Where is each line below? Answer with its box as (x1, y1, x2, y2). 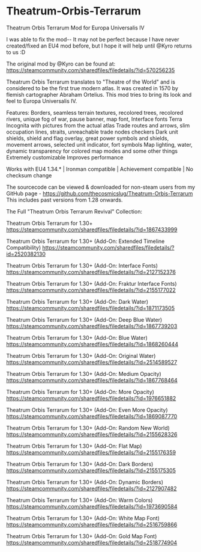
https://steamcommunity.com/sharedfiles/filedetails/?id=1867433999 (6, 225, 178, 233)
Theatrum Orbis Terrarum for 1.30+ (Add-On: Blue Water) (6, 334, 148, 341)
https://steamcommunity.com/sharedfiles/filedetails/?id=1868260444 (6, 340, 179, 348)
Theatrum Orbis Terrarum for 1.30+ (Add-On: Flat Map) (6, 442, 142, 449)
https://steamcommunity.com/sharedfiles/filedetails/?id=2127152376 (6, 268, 176, 275)
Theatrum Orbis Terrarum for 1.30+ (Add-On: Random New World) (6, 424, 170, 431)
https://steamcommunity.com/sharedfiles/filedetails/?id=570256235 (6, 66, 175, 73)
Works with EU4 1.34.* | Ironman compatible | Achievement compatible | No (6, 165, 194, 173)
